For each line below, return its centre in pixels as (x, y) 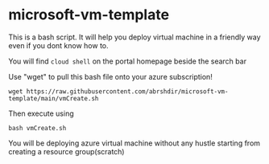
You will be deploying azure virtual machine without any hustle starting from (134, 143)
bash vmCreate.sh (37, 128)
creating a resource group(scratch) (66, 151)
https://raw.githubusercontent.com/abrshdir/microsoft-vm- (127, 91)
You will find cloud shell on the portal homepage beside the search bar (128, 61)
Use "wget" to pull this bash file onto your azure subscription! (111, 76)
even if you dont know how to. (58, 45)
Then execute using (41, 113)
